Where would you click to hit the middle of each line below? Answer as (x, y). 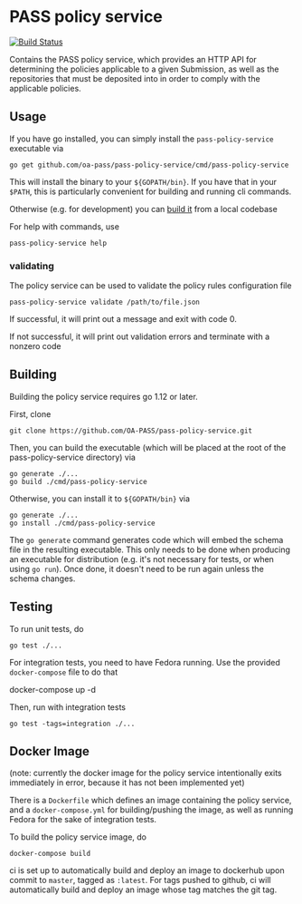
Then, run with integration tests (68, 707)
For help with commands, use (65, 226)
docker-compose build (50, 854)
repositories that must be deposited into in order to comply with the (135, 78)
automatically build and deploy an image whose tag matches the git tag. (143, 889)
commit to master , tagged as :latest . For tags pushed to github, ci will (140, 880)
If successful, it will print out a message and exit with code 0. (123, 319)
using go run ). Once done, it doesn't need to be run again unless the (137, 569)
